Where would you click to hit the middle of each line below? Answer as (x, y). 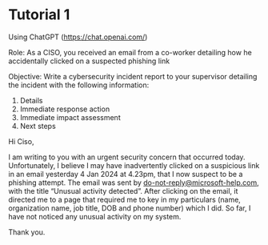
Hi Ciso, (21, 141)
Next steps (38, 126)
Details (31, 100)
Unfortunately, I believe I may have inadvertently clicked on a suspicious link (134, 165)
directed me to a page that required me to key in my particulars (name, (125, 199)
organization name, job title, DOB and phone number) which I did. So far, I (130, 208)
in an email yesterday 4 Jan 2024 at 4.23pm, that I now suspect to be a (126, 174)
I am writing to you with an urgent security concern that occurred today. (127, 157)
